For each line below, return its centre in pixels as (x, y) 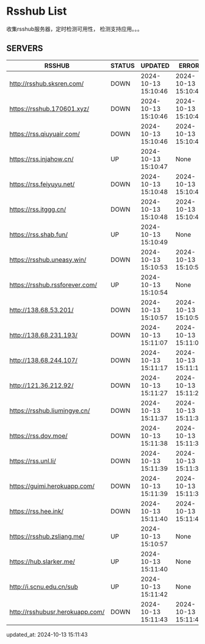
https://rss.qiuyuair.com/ (45, 134)
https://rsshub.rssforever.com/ (53, 285)
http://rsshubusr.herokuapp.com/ (57, 612)
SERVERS (25, 48)
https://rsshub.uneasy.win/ (48, 259)
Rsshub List (37, 11)
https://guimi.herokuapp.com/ (52, 486)
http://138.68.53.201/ (41, 310)
